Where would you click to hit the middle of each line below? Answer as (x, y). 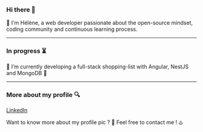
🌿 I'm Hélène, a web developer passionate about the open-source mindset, (100, 23)
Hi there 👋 (21, 10)
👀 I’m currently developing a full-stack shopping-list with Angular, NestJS (98, 67)
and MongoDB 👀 (27, 73)
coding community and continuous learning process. (72, 29)
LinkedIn (17, 110)
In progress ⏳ (26, 51)
